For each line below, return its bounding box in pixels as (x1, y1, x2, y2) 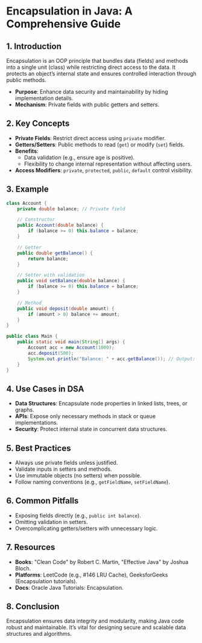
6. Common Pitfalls (6, 496, 79, 506)
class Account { (6, 200, 47, 206)
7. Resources (6, 542, 55, 552)
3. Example (6, 184, 49, 195)
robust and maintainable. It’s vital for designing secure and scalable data (6, 624, 186, 631)
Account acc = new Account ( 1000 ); (28, 344, 115, 351)
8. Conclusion (6, 601, 60, 612)
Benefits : (14, 147, 39, 155)
